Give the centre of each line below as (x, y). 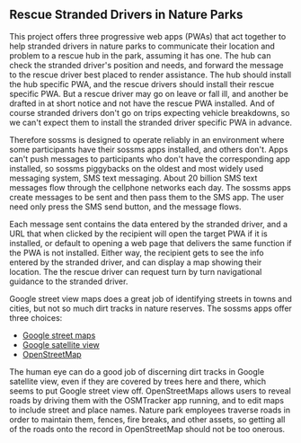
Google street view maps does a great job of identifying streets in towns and (150, 298)
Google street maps (59, 335)
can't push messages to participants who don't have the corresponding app (150, 159)
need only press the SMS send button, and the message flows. (125, 207)
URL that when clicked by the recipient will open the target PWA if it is (138, 234)
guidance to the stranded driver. (69, 281)
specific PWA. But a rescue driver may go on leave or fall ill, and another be (149, 93)
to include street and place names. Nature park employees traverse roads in (150, 410)
